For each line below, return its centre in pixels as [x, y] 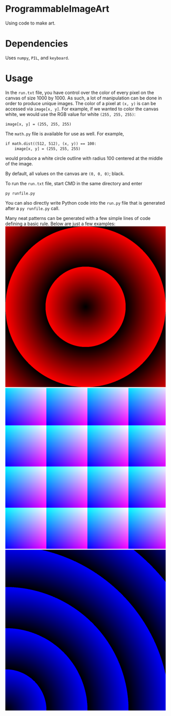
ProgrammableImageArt [57, 9]
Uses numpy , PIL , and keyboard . [37, 58]
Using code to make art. [31, 23]
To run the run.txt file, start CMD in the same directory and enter [74, 183]
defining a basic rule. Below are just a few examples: [60, 224]
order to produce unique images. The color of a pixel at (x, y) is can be [81, 103]
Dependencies [37, 44]
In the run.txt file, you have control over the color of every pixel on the [80, 92]
